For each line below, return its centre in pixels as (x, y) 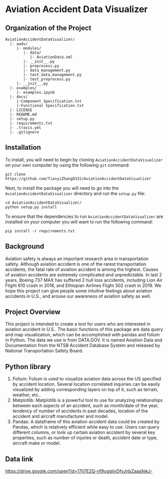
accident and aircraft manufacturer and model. (61, 416)
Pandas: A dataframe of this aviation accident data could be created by (86, 422)
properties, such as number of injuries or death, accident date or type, (85, 438)
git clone (16, 174)
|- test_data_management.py (52, 75)
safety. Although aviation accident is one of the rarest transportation (76, 264)
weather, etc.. (27, 395)
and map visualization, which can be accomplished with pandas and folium (82, 335)
